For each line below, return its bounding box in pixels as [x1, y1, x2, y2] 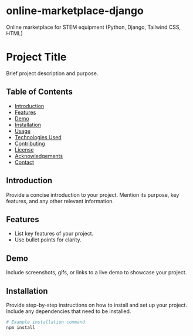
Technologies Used [14, 133, 62, 140]
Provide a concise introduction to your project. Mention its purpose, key [6, 191, 180, 198]
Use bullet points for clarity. [14, 236, 82, 243]
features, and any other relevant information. [6, 197, 114, 204]
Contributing [14, 140, 45, 147]
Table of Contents [6, 87, 73, 97]
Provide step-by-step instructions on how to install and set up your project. [6, 301, 188, 308]
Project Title [6, 51, 67, 64]
